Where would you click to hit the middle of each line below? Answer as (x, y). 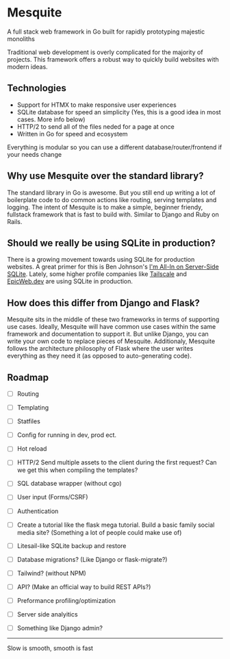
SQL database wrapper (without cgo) (69, 484)
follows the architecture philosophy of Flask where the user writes (100, 349)
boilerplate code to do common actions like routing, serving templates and (112, 199)
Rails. (15, 221)
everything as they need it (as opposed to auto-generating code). (99, 356)
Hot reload (32, 449)
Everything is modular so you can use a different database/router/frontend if (115, 147)
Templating (33, 408)
